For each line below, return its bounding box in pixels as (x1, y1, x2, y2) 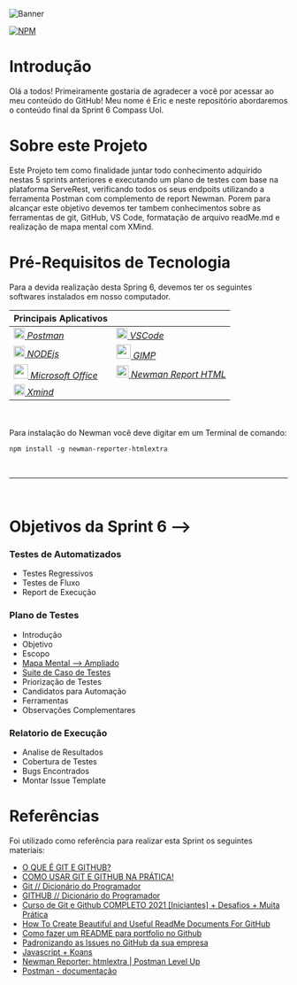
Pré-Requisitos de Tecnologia (9, 252, 232, 273)
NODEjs (27, 347, 60, 360)
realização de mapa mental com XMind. (9, 221, 154, 232)
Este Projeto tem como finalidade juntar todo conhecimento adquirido (9, 165, 263, 175)
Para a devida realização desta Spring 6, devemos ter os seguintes (9, 282, 253, 292)
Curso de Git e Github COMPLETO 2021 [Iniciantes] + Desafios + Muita (21, 899, 280, 910)
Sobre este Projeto (9, 136, 148, 156)
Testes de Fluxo (21, 578, 80, 588)
